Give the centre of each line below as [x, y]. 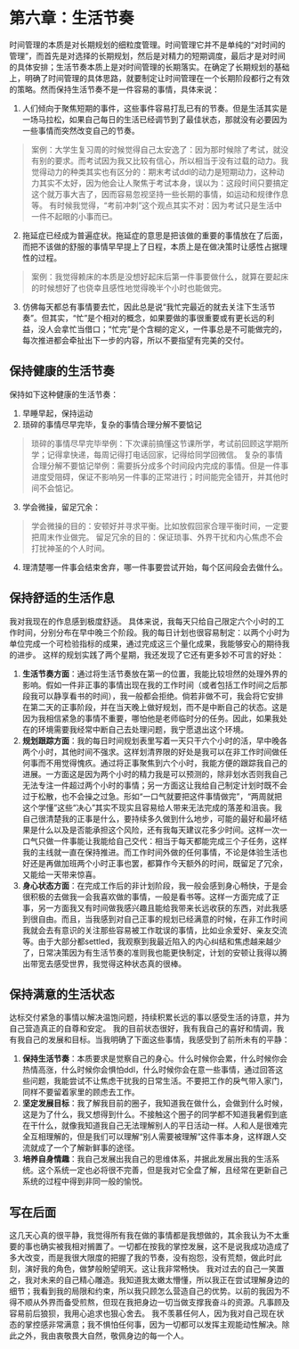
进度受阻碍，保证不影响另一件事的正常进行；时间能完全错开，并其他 [156, 476]
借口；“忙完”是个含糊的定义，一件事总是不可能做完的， [186, 329]
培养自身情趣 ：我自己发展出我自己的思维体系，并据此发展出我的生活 [147, 1159]
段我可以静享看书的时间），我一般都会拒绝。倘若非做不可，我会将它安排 [153, 696]
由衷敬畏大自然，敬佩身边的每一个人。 [118, 1336]
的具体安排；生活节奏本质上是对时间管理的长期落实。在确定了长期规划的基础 [149, 67]
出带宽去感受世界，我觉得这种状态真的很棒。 [104, 964]
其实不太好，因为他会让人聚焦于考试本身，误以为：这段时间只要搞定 [164, 183]
